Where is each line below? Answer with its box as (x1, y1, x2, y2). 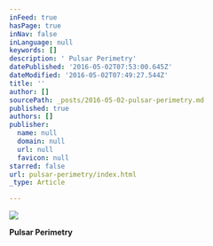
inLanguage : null (9, 37, 74, 47)
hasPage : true (9, 21, 62, 30)
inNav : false (9, 29, 58, 38)
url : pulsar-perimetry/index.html (9, 170, 138, 179)
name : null (17, 129, 58, 138)
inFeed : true (9, 12, 58, 22)
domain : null (17, 137, 66, 146)
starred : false (9, 162, 66, 171)
